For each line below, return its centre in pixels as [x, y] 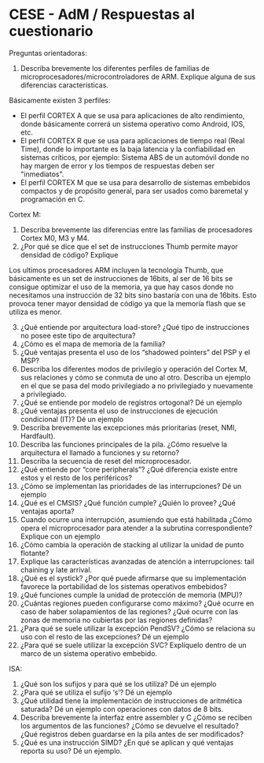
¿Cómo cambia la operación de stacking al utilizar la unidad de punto [132, 544]
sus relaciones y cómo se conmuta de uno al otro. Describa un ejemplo [135, 377]
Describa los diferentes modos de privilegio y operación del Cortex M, [134, 369]
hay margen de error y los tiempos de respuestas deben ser [117, 165]
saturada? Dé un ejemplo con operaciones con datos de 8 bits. [122, 709]
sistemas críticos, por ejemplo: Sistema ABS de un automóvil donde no [135, 157]
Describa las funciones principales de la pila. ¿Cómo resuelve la [123, 444]
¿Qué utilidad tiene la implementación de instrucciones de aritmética [131, 700]
